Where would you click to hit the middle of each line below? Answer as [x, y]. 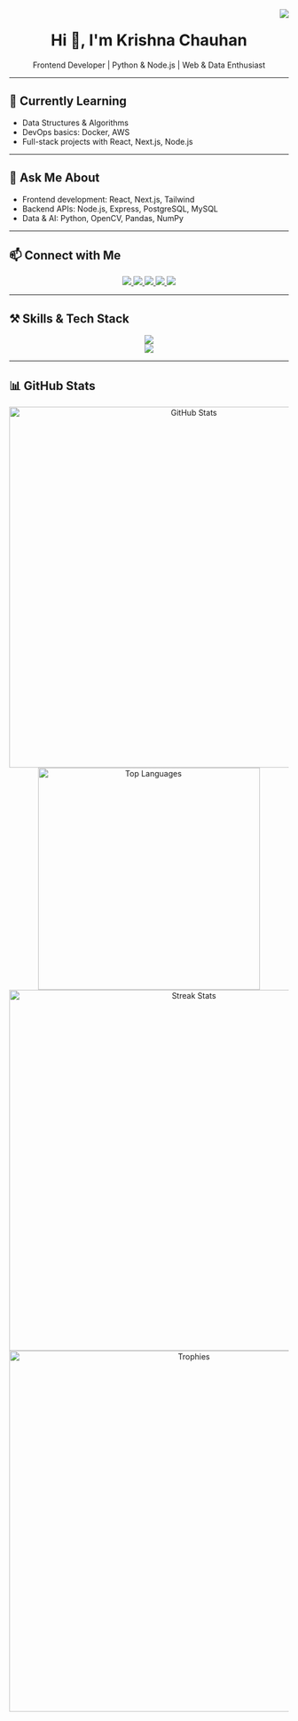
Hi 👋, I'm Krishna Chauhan [149, 40]
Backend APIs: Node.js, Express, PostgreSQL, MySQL [120, 209]
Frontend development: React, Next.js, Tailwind [108, 199]
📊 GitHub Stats [52, 386]
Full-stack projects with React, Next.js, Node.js [107, 141]
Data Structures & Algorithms [75, 123]
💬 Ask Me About [55, 178]
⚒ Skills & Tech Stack [70, 319]
